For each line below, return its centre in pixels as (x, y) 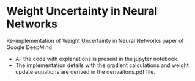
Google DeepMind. (30, 47)
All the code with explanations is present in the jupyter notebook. (97, 59)
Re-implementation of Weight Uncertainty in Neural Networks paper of (95, 40)
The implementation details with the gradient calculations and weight (102, 65)
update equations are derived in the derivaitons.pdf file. (85, 71)
